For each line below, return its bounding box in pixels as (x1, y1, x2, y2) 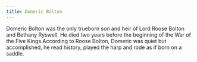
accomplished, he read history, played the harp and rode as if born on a (6, 44, 182, 51)
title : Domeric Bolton (6, 8, 62, 15)
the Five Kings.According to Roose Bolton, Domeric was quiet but (6, 37, 167, 44)
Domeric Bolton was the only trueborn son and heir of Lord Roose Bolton (6, 25, 185, 32)
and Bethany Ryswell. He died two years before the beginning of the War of (6, 31, 192, 38)
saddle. (6, 50, 24, 57)
